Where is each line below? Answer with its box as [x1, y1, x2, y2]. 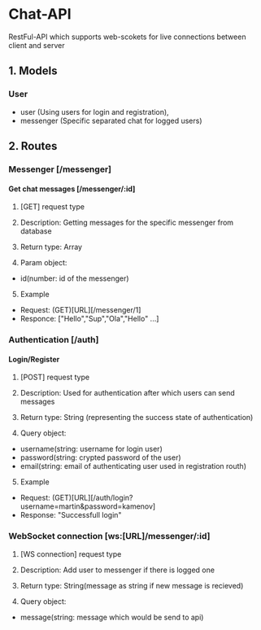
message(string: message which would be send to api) [20, 612, 204, 622]
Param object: [20, 258, 67, 268]
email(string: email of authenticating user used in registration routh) [20, 462, 246, 471]
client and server [8, 40, 65, 50]
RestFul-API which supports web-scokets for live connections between [8, 32, 246, 42]
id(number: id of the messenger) [20, 273, 129, 283]
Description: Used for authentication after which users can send [20, 388, 235, 398]
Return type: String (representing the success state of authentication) [20, 413, 254, 422]
